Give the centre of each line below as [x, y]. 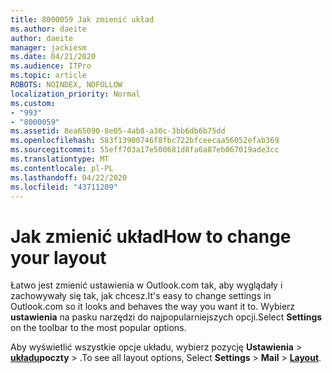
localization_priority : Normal [75, 94]
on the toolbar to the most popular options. [98, 328]
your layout [58, 257]
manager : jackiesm [48, 47]
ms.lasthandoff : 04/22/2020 [69, 177]
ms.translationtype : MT [60, 159]
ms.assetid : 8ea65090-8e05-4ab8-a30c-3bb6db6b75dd [118, 131]
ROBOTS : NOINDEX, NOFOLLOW [66, 85]
